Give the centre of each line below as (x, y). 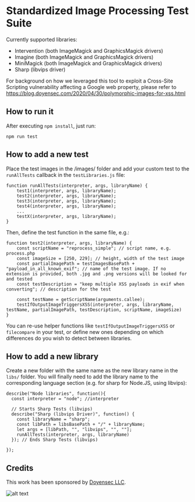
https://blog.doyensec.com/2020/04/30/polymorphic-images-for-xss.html (96, 93)
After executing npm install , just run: (51, 126)
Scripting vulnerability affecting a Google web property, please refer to (91, 87)
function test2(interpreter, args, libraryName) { (69, 243)
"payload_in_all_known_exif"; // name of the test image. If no (86, 269)
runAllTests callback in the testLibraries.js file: (66, 175)
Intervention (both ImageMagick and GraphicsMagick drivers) (89, 50)
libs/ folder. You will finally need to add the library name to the (82, 377)
